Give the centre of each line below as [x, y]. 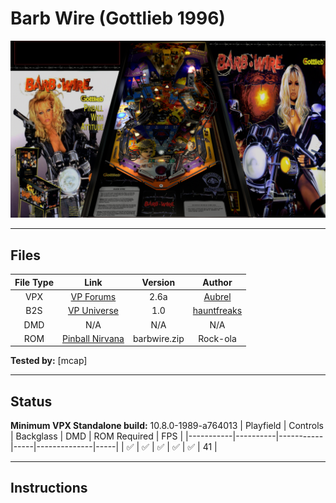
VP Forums [93, 296]
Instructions [49, 488]
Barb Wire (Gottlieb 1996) [118, 18]
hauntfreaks [217, 311]
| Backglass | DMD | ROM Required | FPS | [97, 436]
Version [158, 282]
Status [31, 401]
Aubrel [217, 296]
